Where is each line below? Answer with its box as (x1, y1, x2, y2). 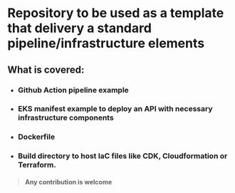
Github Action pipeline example (17, 85, 130, 95)
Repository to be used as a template (7, 5, 224, 21)
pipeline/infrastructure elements (7, 36, 205, 51)
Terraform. (17, 160, 57, 170)
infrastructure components (17, 113, 114, 122)
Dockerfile (17, 132, 56, 142)
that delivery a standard (7, 20, 152, 36)
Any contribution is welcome (24, 177, 113, 186)
